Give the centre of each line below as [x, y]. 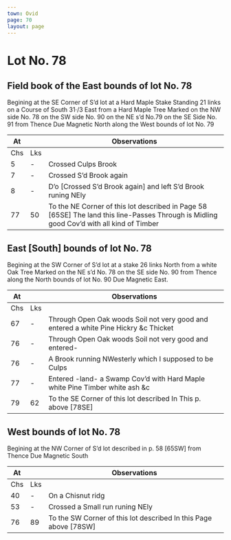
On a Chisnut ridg [76, 496]
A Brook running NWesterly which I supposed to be [131, 359]
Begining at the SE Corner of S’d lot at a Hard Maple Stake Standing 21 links [114, 102]
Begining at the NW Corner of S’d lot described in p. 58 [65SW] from [104, 448]
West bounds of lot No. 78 [64, 432]
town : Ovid [23, 13]
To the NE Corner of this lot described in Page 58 [128, 206]
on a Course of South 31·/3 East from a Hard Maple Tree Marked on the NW [114, 110]
